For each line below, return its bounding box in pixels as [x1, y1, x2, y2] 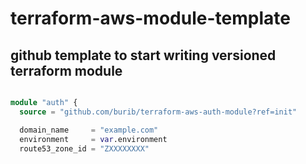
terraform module [10, 62, 123, 79]
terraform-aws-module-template [10, 7, 291, 30]
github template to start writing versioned [10, 47, 277, 64]
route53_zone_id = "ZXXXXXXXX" [19, 143, 150, 154]
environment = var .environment [19, 134, 168, 144]
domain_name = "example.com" [19, 125, 159, 135]
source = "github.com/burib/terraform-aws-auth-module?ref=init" [19, 107, 298, 117]
